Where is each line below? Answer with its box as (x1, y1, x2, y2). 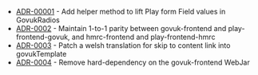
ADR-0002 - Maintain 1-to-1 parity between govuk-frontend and (15, 24, 227, 33)
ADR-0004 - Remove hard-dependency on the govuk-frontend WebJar (15, 57, 250, 67)
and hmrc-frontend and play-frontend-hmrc (71, 32, 216, 41)
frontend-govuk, (15, 32, 70, 41)
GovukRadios (15, 15, 60, 25)
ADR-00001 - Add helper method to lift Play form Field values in (15, 7, 226, 16)
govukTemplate (15, 49, 67, 58)
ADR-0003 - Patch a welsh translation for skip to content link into (15, 41, 231, 50)
